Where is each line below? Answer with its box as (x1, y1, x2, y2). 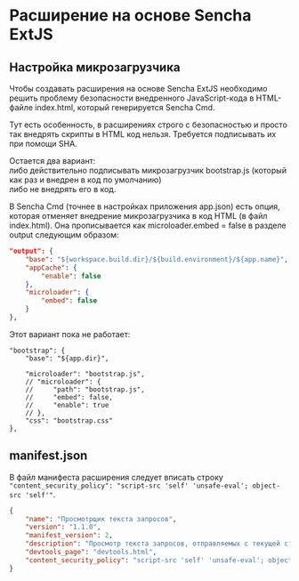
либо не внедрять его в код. (9, 184, 117, 194)
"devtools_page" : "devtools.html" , (25, 548, 158, 557)
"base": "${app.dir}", (25, 353, 109, 363)
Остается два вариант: (9, 156, 96, 165)
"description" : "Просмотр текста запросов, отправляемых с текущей (25, 539, 280, 548)
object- (252, 481, 280, 490)
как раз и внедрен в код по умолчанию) (9, 174, 162, 185)
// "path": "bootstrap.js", (25, 384, 145, 394)
